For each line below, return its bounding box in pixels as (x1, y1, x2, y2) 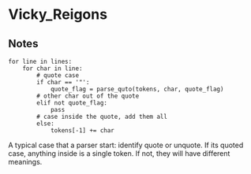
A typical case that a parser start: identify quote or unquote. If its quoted (8, 140, 244, 150)
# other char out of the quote (36, 92, 140, 100)
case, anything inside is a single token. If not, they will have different (8, 149, 230, 158)
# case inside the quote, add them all (36, 113, 168, 120)
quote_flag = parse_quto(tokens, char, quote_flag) (50, 85, 224, 93)
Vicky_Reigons (8, 6, 108, 24)
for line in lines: (8, 57, 73, 65)
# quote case (36, 72, 80, 80)
